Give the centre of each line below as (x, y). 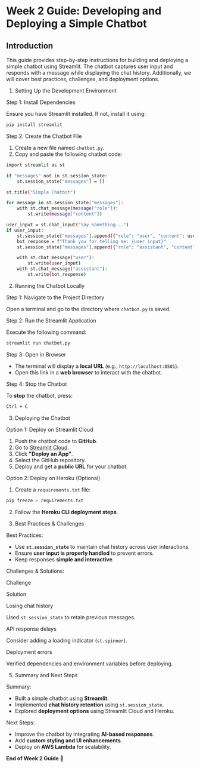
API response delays (31, 629)
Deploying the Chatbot (42, 418)
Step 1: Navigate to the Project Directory (55, 297)
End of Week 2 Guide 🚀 (35, 758)
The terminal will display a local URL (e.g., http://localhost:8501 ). (97, 366)
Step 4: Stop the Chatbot (37, 384)
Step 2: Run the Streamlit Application (51, 320)
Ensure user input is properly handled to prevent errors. (84, 553)
